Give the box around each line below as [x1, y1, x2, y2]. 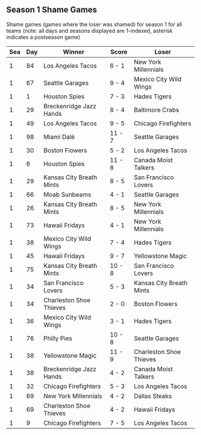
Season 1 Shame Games [6, 5, 98, 15]
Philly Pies [43, 334, 73, 342]
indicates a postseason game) [6, 33, 81, 41]
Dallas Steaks [133, 392, 172, 400]
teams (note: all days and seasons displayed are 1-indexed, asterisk [6, 27, 173, 34]
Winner [62, 47, 85, 56]
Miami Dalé [43, 132, 75, 141]
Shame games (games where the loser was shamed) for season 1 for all [6, 20, 182, 28]
